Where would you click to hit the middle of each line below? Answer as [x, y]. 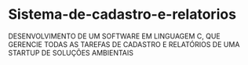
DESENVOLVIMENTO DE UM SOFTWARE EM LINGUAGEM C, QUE [115, 36]
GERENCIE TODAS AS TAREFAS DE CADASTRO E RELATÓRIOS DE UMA [124, 44]
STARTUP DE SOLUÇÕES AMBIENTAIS [71, 52]
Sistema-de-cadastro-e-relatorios [122, 14]
